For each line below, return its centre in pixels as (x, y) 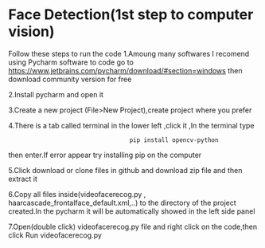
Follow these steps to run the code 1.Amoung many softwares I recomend (129, 53)
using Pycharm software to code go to (71, 62)
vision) (31, 31)
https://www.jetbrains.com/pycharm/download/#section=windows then (125, 70)
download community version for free (70, 79)
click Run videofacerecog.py (55, 235)
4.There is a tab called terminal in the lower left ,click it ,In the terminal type (131, 125)
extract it (23, 179)
